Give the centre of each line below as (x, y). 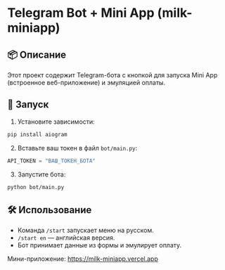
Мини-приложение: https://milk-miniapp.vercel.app (83, 259)
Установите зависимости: (56, 122)
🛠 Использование (50, 210)
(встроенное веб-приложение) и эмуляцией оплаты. (86, 83)
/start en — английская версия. (66, 238)
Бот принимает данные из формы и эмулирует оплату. (99, 245)
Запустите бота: (41, 174)
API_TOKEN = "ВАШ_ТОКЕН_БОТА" (52, 161)
